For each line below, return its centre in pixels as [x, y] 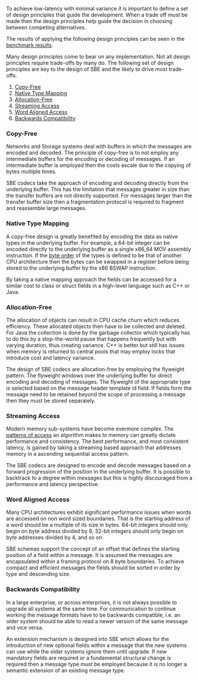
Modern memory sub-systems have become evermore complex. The [90, 429]
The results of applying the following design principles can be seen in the [95, 39]
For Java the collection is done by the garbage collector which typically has [98, 332]
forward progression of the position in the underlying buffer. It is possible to [98, 472]
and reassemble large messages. [46, 208]
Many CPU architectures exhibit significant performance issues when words [99, 512]
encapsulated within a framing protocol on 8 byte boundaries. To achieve [95, 562]
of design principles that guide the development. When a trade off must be [97, 15]
